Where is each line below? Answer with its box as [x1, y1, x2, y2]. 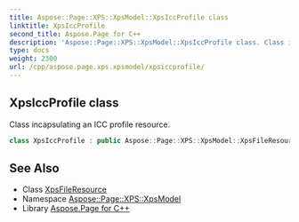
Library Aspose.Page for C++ [21, 203, 131, 214]
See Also [9, 161, 60, 176]
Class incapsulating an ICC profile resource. [9, 119, 171, 130]
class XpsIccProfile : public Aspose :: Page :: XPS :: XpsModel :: [9, 136, 241, 145]
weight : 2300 [9, 54, 58, 63]
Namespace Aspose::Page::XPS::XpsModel [21, 194, 182, 204]
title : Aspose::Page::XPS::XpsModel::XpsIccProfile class [9, 12, 229, 22]
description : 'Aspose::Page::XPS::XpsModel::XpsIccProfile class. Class [9, 37, 285, 47]
